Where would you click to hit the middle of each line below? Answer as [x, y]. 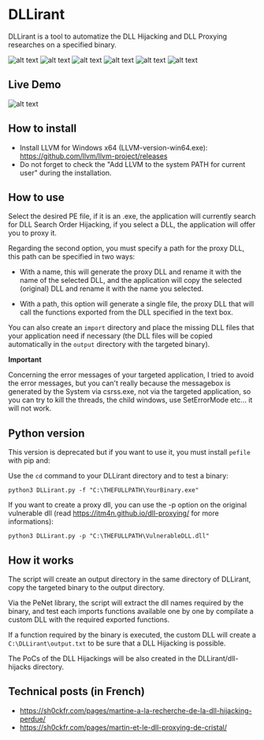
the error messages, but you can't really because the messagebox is [119, 383]
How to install [43, 129]
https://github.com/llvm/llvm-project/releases [93, 156]
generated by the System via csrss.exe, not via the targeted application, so [130, 392]
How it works [41, 560]
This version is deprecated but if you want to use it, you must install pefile [129, 452]
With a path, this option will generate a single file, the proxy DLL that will [137, 304]
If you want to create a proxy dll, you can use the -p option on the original [127, 505]
